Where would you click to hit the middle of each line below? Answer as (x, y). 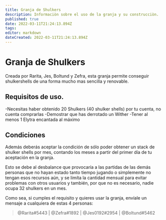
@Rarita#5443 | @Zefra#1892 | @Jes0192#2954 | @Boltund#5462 (86, 213)
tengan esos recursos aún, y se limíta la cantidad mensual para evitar (76, 178)
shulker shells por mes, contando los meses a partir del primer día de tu (79, 152)
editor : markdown (23, 33)
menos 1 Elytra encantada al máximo (43, 119)
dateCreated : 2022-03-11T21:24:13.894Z (46, 38)
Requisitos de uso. (35, 97)
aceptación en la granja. (30, 158)
